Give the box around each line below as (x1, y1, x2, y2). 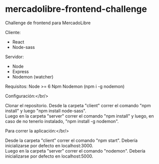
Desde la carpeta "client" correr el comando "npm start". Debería (5, 137, 138, 143)
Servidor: (5, 53, 24, 60)
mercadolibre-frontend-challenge (5, 3, 147, 15)
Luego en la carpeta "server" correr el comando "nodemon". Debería (5, 148, 146, 154)
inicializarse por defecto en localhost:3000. (5, 142, 94, 149)
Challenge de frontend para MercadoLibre (5, 20, 91, 26)
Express (12, 68, 29, 75)
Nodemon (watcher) (12, 74, 54, 80)
